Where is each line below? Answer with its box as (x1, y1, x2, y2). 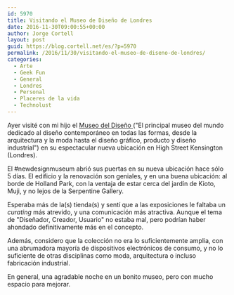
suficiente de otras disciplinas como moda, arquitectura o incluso (7, 251, 197, 260)
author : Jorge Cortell (7, 29, 74, 37)
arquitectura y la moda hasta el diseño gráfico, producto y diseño (7, 136, 197, 144)
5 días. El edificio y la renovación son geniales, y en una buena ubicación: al (7, 171, 228, 180)
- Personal (13, 88, 46, 96)
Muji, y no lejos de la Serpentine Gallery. (7, 187, 124, 195)
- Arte (13, 63, 33, 70)
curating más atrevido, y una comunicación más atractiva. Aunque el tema (7, 208, 223, 216)
